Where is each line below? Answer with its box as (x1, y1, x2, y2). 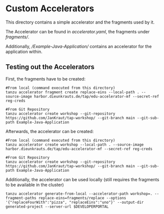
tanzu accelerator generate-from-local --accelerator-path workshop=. (5, 191, 153, 196)
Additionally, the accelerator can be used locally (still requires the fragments (5, 176, 160, 182)
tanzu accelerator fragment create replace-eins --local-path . (5, 89, 140, 95)
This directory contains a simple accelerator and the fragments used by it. (5, 19, 155, 25)
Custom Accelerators (5, 3, 94, 14)
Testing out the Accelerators (5, 63, 95, 71)
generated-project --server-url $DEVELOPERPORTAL (5, 204, 109, 209)
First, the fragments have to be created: (5, 76, 86, 81)
